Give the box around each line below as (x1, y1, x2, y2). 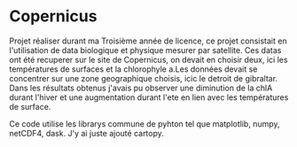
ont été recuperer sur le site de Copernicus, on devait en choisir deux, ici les (9, 54, 288, 65)
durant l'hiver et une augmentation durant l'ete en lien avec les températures (9, 91, 289, 103)
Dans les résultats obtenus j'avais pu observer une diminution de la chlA (9, 82, 273, 93)
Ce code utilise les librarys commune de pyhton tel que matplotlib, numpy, (9, 118, 281, 129)
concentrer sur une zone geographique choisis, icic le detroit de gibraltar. (9, 73, 277, 83)
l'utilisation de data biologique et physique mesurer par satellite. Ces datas (9, 44, 282, 55)
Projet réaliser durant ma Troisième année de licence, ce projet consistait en (9, 35, 287, 46)
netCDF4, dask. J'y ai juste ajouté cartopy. (9, 128, 164, 138)
